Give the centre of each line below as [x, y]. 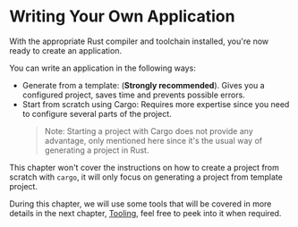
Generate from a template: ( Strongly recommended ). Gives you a [144, 85]
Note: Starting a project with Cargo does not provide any [149, 130]
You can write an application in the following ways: [103, 68]
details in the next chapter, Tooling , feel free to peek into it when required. [145, 213]
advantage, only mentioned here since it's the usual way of [153, 140]
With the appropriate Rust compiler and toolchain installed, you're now [139, 41]
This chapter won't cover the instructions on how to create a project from [145, 167]
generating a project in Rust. [97, 150]
